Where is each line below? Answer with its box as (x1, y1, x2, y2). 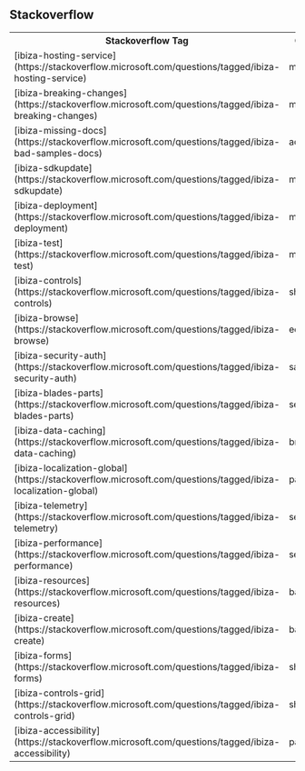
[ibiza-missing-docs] (14, 124, 107, 136)
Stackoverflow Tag (105, 34, 189, 46)
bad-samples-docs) (14, 146, 103, 159)
